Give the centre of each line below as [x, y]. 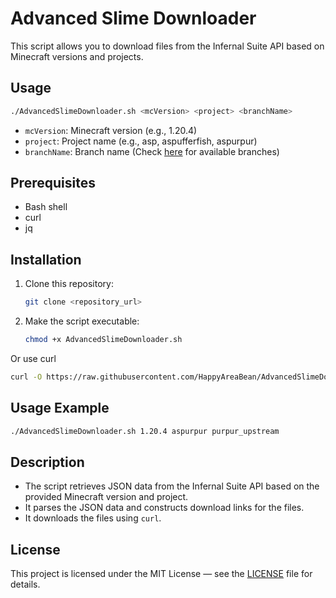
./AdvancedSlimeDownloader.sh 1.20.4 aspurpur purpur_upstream [145, 431]
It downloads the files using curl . [93, 518]
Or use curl [33, 358]
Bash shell [46, 207]
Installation [46, 259]
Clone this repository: [69, 284]
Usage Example [60, 408]
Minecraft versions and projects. [77, 56]
